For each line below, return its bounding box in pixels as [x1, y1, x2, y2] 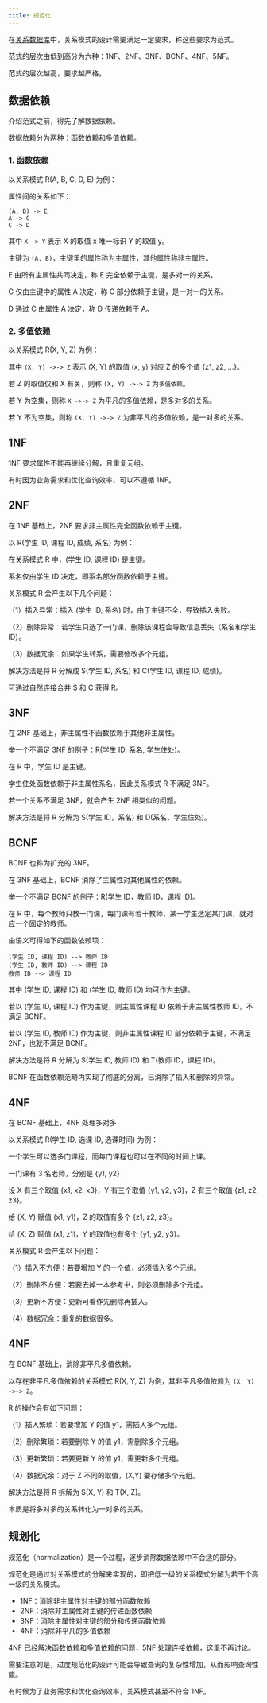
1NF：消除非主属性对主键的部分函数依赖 [19, 1596, 151, 1605]
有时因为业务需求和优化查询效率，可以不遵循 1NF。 [8, 474, 176, 485]
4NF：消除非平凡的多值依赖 [19, 1626, 111, 1635]
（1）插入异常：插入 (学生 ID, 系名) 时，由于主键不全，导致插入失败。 [8, 605, 234, 614]
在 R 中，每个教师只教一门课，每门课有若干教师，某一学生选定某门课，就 [8, 909, 246, 919]
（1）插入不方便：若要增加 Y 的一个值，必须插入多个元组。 [8, 1263, 201, 1272]
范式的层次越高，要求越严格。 [8, 68, 106, 78]
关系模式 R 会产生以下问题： [8, 1246, 101, 1256]
